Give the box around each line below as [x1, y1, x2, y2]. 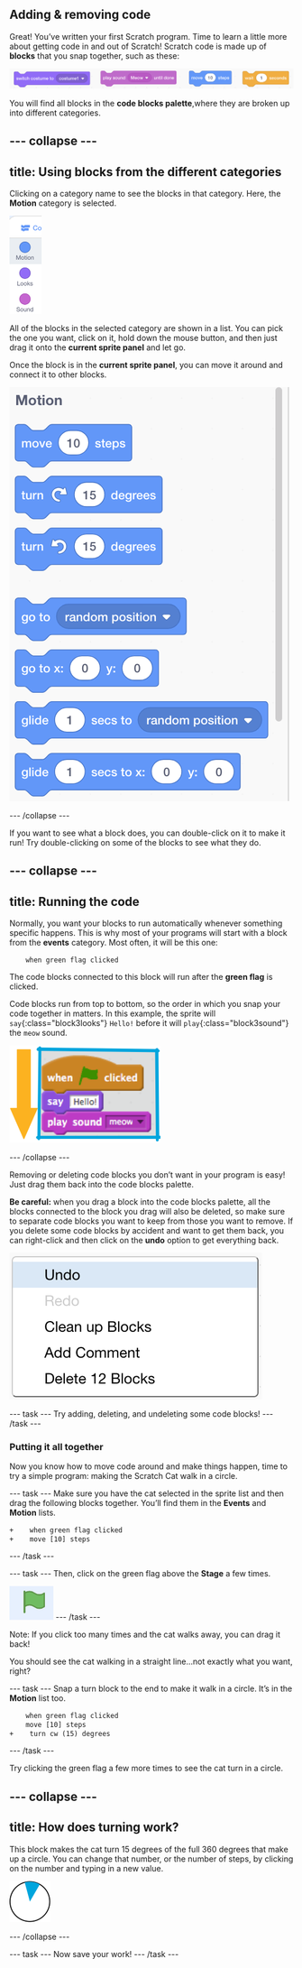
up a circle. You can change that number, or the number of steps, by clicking [9, 1853, 294, 1864]
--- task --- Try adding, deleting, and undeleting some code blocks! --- [9, 1409, 274, 1419]
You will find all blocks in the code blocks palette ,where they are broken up [9, 97, 290, 108]
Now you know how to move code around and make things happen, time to [9, 1461, 288, 1472]
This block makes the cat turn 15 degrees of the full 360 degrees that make [9, 1843, 288, 1854]
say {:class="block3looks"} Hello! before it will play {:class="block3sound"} [9, 1018, 289, 1029]
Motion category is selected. [9, 198, 117, 208]
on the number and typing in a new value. [9, 1862, 164, 1873]
